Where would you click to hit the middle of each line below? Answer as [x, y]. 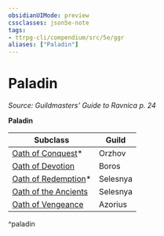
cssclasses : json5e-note [49, 23]
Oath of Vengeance [48, 205]
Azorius [113, 205]
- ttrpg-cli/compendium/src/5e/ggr [66, 37]
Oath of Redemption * [52, 179]
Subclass [52, 140]
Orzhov [112, 153]
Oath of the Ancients [50, 192]
